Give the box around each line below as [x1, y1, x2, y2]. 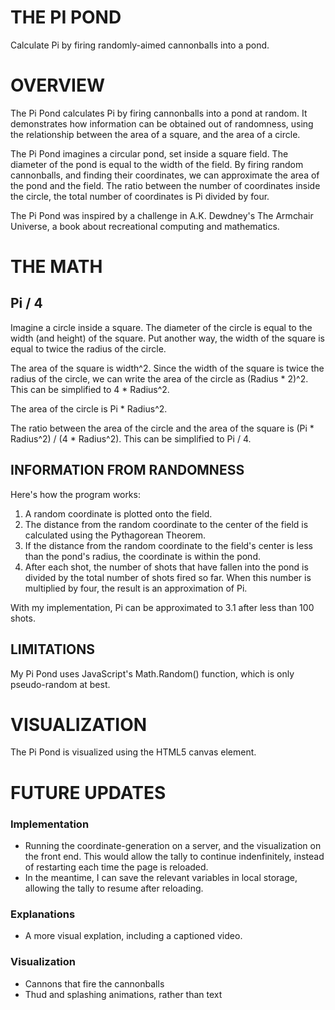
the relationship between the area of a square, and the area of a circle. [10, 128, 301, 140]
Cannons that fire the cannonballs [24, 977, 165, 990]
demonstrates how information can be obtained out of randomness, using [10, 117, 314, 130]
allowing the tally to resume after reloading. [24, 882, 204, 894]
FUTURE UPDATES [10, 781, 167, 804]
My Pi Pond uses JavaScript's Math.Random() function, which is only [10, 667, 295, 680]
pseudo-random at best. [10, 678, 111, 690]
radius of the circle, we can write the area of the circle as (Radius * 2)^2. [10, 372, 309, 385]
